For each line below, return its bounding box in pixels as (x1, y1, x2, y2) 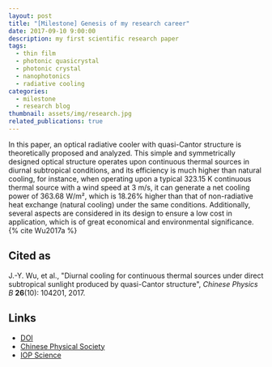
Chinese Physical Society (19, 341, 105, 351)
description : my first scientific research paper (8, 34, 180, 43)
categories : (8, 87, 49, 96)
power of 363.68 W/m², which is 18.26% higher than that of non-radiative (8, 191, 253, 201)
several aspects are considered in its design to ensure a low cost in (8, 208, 232, 218)
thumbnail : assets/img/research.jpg (8, 110, 132, 118)
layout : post (8, 11, 53, 20)
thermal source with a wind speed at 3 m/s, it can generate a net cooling (8, 182, 250, 192)
